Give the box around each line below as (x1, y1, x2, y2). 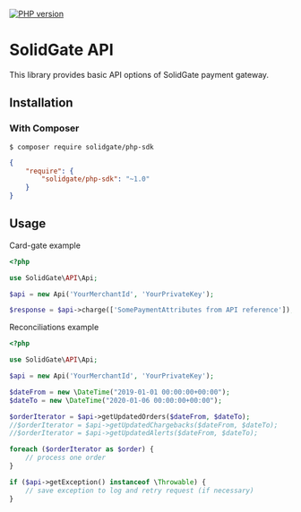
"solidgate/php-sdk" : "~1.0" (41, 175, 150, 183)
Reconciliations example (9, 322, 99, 333)
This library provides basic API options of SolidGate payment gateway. (9, 69, 270, 80)
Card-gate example (9, 240, 81, 251)
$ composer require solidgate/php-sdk (9, 142, 154, 151)
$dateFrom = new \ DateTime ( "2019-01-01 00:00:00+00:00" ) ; (9, 388, 230, 397)
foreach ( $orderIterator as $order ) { (9, 445, 154, 454)
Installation (9, 95, 73, 111)
